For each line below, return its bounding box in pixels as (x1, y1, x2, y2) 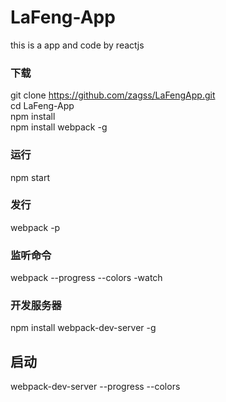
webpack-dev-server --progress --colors (10, 381, 181, 393)
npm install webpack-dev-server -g (10, 322, 157, 334)
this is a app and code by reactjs (10, 39, 145, 51)
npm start (10, 171, 51, 183)
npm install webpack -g (10, 121, 108, 133)
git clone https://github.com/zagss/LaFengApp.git (10, 89, 216, 101)
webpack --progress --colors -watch (10, 272, 163, 284)
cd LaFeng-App (10, 100, 75, 112)
